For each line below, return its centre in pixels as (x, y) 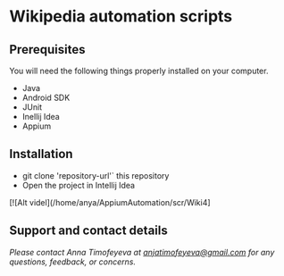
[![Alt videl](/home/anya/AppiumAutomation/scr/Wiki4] (110, 202)
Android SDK (46, 97)
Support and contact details (88, 231)
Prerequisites (47, 50)
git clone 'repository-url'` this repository (96, 175)
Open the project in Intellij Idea (79, 185)
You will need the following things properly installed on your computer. (139, 71)
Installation (41, 154)
